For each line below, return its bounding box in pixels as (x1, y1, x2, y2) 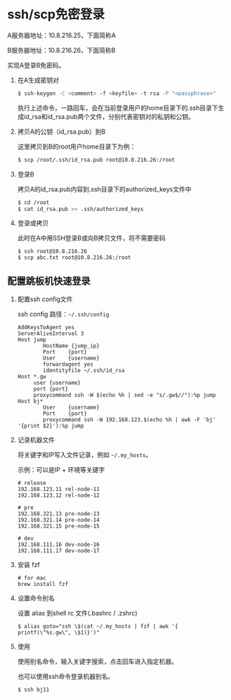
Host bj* (17, 398, 44, 405)
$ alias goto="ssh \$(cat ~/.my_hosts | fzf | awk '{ (17, 623, 178, 630)
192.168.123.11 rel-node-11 (17, 486, 100, 493)
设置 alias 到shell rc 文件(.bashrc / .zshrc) (17, 609, 138, 618)
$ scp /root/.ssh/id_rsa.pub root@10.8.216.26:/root (17, 156, 176, 163)
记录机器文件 (17, 435, 55, 444)
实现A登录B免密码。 (7, 61, 65, 69)
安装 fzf (17, 561, 40, 569)
